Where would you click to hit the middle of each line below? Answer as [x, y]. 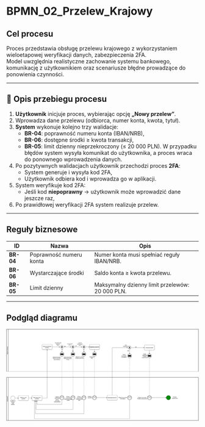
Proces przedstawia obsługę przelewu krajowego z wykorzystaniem [92, 48]
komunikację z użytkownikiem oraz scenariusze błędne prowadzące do [96, 68]
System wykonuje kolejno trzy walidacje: [67, 127]
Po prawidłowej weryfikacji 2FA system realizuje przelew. [87, 204]
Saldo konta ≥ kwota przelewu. [133, 273]
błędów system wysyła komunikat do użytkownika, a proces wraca [108, 152]
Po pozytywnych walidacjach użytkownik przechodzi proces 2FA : [98, 165]
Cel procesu [30, 34]
